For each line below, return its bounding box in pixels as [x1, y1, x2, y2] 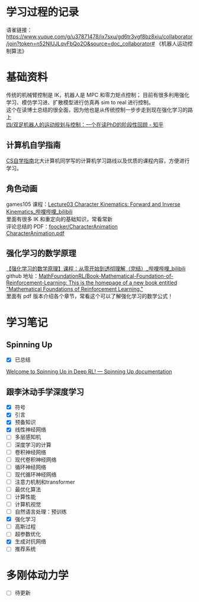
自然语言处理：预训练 [14, 508, 67, 515]
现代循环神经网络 [14, 471, 57, 478]
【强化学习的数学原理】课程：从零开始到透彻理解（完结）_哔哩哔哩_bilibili [6, 265, 186, 272]
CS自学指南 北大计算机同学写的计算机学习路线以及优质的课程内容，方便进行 [6, 157, 190, 164]
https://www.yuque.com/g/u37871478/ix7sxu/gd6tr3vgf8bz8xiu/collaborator [6, 33, 193, 40]
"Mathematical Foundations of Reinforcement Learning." [6, 286, 143, 293]
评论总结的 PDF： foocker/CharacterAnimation [6, 222, 118, 230]
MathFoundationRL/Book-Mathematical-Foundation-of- [38, 272, 174, 280]
